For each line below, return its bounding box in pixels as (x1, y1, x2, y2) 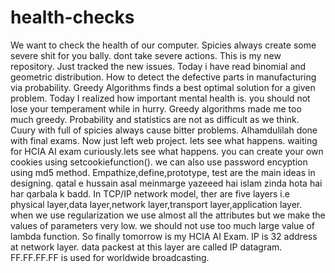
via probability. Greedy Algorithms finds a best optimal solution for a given (10, 81, 316, 93)
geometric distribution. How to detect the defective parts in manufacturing (10, 71, 317, 83)
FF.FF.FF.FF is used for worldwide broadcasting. (10, 251, 210, 263)
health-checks (10, 6, 135, 29)
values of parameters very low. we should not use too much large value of (10, 219, 316, 231)
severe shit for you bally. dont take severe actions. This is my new (10, 49, 282, 61)
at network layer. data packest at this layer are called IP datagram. (10, 241, 283, 253)
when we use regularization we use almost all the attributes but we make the (10, 209, 326, 221)
